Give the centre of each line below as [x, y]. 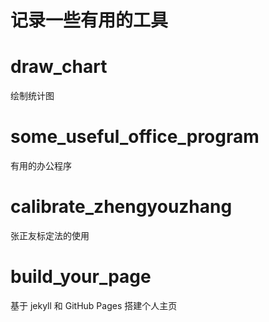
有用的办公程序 [41, 166]
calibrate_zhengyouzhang [121, 207]
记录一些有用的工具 [89, 20]
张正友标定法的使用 [50, 235]
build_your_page [81, 277]
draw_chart [59, 67]
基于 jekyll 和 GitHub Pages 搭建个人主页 [94, 305]
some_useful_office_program [135, 137]
